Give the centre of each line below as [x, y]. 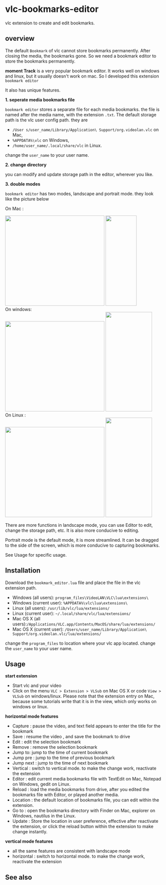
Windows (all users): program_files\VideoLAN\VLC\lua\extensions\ [80, 597]
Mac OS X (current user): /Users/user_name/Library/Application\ [80, 629]
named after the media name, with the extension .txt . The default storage [81, 114]
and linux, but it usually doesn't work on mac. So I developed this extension [82, 76]
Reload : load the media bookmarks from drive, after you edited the [81, 789]
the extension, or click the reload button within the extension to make [83, 826]
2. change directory [26, 165]
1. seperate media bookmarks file [40, 99]
